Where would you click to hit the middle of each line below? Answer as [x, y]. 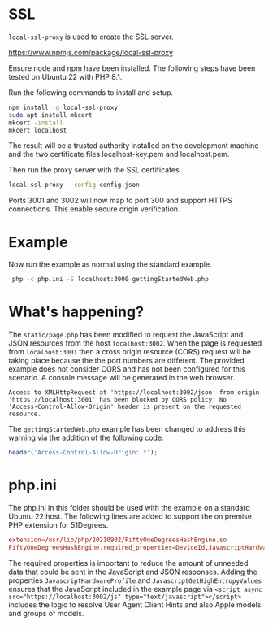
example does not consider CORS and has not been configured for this [127, 369]
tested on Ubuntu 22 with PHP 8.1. [65, 76]
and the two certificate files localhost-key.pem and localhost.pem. [119, 154]
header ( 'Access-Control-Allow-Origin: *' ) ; [83, 453]
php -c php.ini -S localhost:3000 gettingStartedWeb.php [110, 280]
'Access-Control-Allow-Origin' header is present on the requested [125, 407]
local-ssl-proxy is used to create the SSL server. [91, 37]
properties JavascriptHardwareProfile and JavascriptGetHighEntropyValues [135, 580]
